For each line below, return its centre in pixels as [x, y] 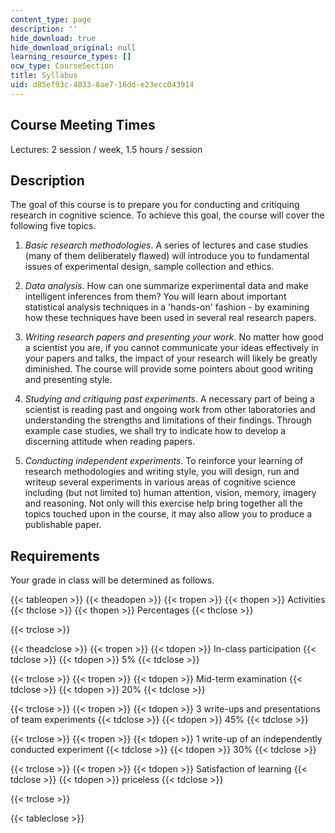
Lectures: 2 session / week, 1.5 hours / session [106, 149]
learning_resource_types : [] [71, 57]
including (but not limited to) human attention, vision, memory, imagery [170, 493]
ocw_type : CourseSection [62, 66]
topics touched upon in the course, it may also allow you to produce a [168, 514]
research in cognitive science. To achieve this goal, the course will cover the [167, 215]
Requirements [55, 556]
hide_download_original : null [73, 47]
